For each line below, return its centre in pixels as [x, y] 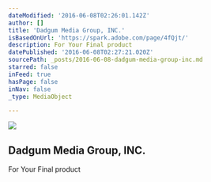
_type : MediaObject [40, 97]
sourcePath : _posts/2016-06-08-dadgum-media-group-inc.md [105, 60]
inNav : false [30, 89]
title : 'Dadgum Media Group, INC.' [67, 30]
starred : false [33, 67]
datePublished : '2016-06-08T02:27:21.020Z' [81, 52]
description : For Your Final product [70, 45]
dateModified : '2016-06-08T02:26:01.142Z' [79, 15]
